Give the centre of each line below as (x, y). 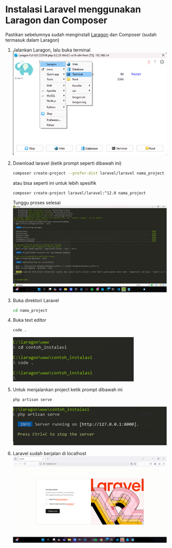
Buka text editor (29, 320)
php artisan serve (32, 400)
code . (20, 330)
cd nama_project (30, 310)
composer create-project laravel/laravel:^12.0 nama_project (79, 193)
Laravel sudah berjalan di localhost (49, 453)
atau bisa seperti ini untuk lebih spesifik (55, 183)
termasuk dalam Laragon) (33, 40)
